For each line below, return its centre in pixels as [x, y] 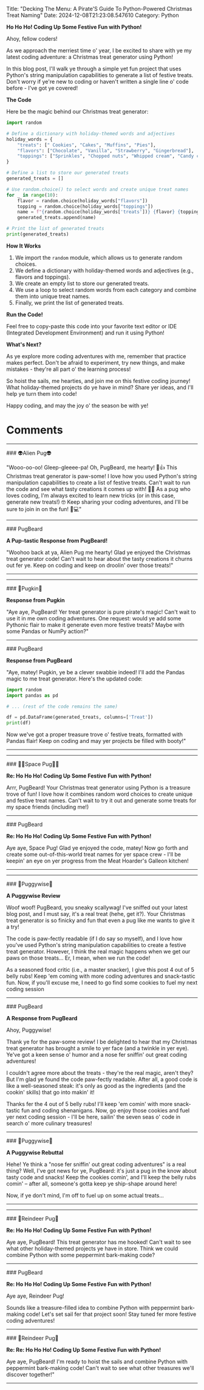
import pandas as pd [32, 695]
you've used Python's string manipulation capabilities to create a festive [96, 945]
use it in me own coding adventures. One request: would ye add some [94, 618]
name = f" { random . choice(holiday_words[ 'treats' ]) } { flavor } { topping [108, 212]
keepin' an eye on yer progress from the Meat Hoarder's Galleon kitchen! [98, 861]
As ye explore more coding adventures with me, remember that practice [96, 356]
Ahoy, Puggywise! [29, 1030]
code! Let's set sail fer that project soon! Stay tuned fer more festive [111, 1314]
